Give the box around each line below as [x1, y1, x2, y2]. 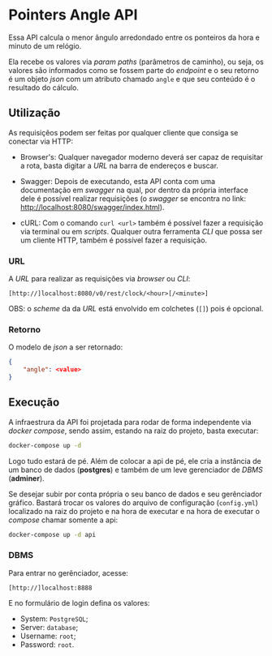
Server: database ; [19, 622, 79, 632]
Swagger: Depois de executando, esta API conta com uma [19, 176, 216, 186]
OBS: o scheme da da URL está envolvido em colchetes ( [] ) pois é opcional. [8, 304, 264, 314]
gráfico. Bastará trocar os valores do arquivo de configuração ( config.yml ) [8, 497, 258, 508]
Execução [8, 396, 60, 409]
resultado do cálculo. [8, 83, 80, 92]
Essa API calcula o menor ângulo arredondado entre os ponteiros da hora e [8, 32, 260, 42]
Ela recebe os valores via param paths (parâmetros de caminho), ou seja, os [8, 57, 264, 66]
